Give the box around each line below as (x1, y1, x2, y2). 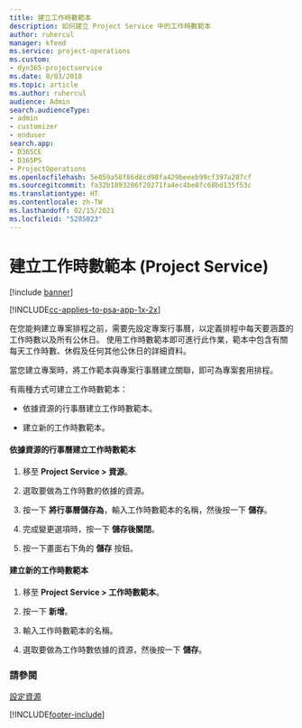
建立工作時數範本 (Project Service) (9, 256, 269, 276)
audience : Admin (9, 97, 70, 106)
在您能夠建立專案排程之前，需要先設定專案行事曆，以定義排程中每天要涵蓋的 (9, 322, 294, 334)
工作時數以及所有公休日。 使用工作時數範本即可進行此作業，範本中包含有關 (9, 334, 288, 345)
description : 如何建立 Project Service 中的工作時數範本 (9, 22, 212, 31)
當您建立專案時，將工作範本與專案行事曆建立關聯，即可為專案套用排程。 (9, 364, 278, 375)
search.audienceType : (9, 106, 91, 115)
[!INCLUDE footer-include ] (9, 709, 105, 720)
